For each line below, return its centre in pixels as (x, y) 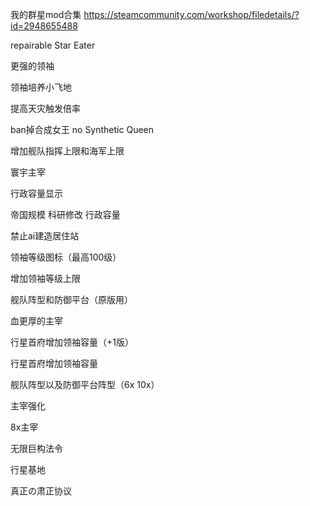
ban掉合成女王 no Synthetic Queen (82, 129)
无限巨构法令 (36, 448)
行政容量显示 (36, 193)
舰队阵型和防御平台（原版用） (71, 299)
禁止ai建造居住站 (45, 236)
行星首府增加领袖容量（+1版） (72, 342)
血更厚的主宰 (36, 321)
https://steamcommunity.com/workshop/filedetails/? (191, 14)
